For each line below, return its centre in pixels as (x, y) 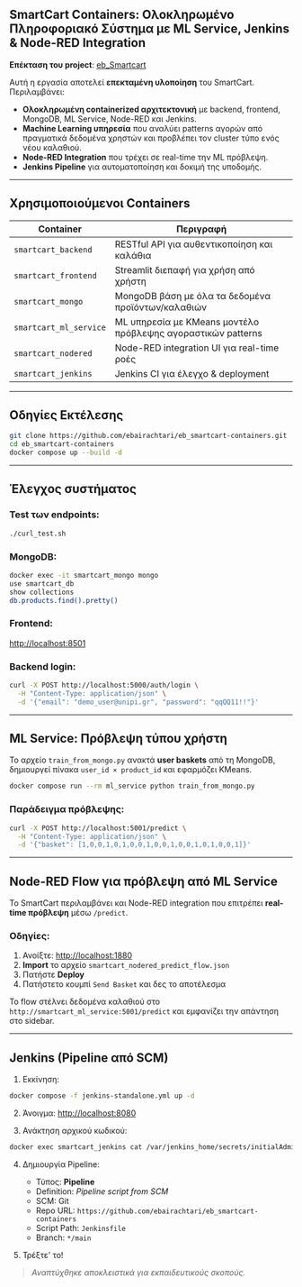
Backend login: (43, 666)
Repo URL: (55, 1210)
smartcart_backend (53, 250)
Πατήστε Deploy (53, 975)
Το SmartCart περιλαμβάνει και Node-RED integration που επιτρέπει (136, 903)
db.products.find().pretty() (64, 600)
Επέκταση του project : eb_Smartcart (78, 64)
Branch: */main (63, 1237)
